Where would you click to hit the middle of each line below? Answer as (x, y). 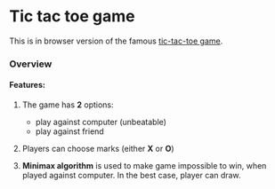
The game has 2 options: (68, 105)
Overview (31, 64)
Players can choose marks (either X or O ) (98, 149)
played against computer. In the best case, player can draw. (132, 176)
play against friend (69, 131)
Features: (28, 85)
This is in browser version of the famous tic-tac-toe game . (116, 41)
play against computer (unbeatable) (101, 122)
